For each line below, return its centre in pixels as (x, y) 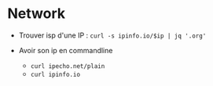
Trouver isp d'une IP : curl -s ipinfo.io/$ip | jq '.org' (112, 35)
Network (37, 14)
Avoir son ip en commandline (66, 50)
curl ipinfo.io (55, 74)
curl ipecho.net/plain (68, 66)
